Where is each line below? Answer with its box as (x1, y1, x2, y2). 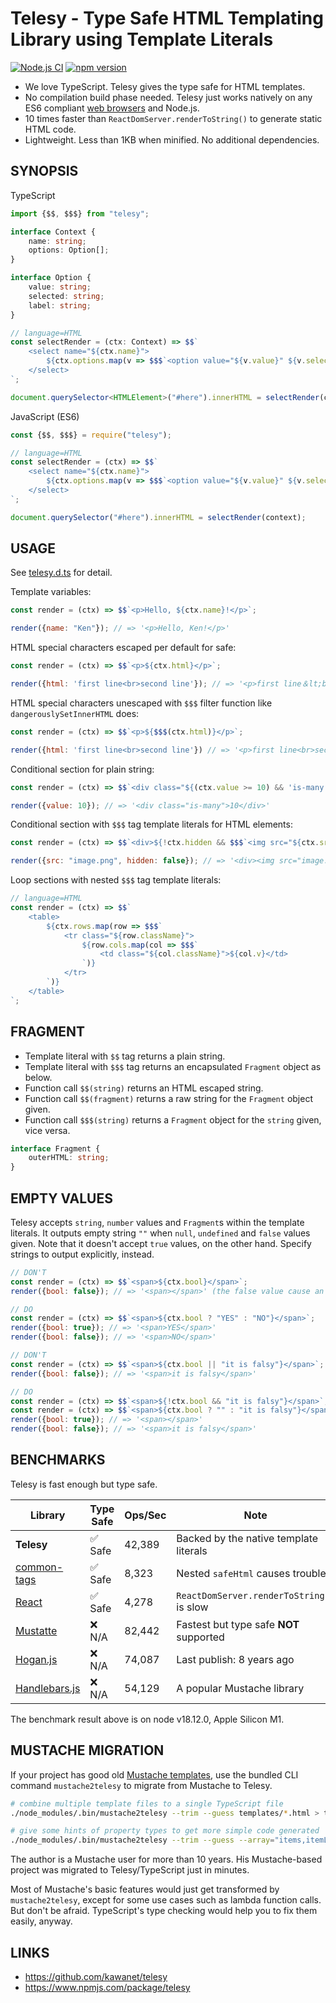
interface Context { (10, 227, 97, 237)
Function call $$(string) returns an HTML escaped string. (24, 1082, 264, 1094)
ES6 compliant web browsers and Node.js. (24, 102, 200, 114)
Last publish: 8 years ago (176, 1652, 295, 1666)
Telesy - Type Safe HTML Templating (10, 7, 324, 30)
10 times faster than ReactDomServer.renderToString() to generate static (24, 112, 323, 124)
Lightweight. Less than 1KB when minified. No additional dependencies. (24, 133, 320, 146)
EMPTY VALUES (10, 1190, 113, 1207)
